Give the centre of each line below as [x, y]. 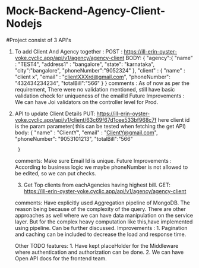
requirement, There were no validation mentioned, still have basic [95, 89]
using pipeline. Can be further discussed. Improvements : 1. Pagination [101, 228]
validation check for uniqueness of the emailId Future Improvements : [99, 96]
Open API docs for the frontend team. [61, 258]
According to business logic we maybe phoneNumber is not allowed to [101, 167]
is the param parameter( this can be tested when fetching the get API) [100, 126]
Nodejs [24, 23]
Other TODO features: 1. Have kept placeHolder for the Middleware [97, 245]
